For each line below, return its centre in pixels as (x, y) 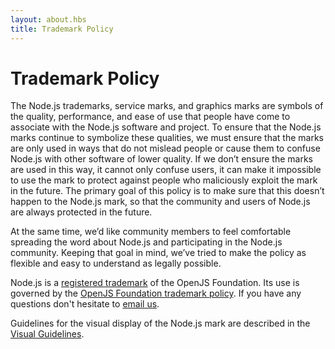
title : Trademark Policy (62, 29)
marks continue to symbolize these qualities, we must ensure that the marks (167, 138)
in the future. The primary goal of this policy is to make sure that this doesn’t (167, 191)
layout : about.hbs (48, 19)
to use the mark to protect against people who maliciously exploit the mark (164, 180)
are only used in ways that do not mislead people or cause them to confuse (165, 148)
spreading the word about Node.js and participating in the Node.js (146, 242)
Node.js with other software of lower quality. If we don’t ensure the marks (162, 159)
